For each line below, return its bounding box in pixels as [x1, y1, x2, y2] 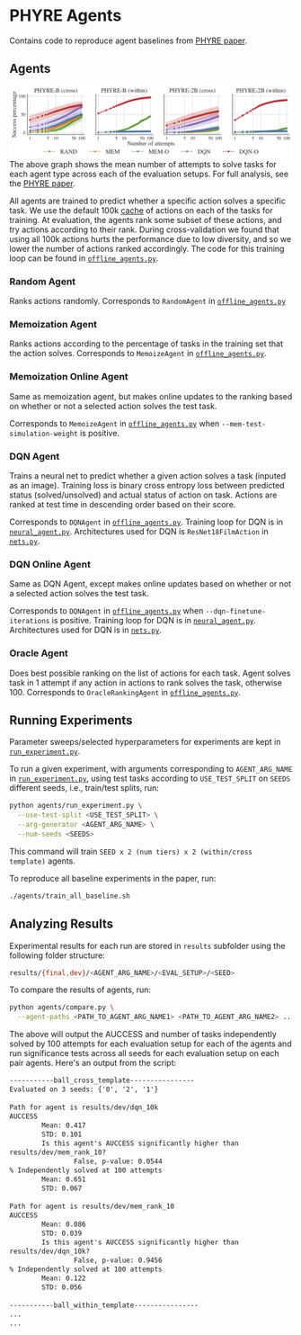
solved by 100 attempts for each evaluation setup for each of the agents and [9, 1038, 292, 1049]
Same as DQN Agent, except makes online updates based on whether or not [9, 578, 292, 589]
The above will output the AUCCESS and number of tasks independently [9, 1029, 277, 1040]
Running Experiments [9, 712, 133, 728]
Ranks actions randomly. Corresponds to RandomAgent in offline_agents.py [9, 296, 286, 307]
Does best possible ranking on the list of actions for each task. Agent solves [9, 667, 291, 678]
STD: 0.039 [41, 1229, 83, 1238]
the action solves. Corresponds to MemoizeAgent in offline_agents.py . [9, 348, 267, 359]
